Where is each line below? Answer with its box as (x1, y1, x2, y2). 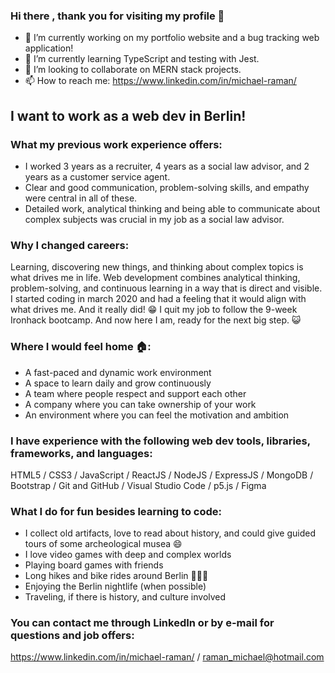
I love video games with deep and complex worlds (24, 549, 232, 561)
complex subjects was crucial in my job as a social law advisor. (24, 213, 285, 225)
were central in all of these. (24, 192, 138, 204)
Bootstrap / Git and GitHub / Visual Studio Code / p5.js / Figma (10, 479, 267, 491)
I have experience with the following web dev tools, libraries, (10, 434, 311, 448)
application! (24, 42, 74, 54)
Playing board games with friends (24, 559, 164, 571)
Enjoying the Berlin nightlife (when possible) (24, 580, 207, 593)
